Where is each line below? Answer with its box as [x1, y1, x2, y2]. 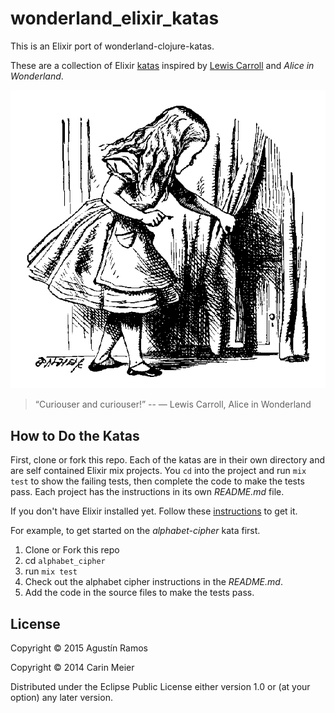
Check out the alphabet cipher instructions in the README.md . [24, 576, 283, 588]
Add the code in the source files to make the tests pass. [24, 587, 255, 599]
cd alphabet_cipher [24, 555, 106, 567]
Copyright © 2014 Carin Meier [10, 661, 135, 673]
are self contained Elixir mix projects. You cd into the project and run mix [10, 465, 307, 477]
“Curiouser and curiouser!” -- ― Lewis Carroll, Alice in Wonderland [34, 398, 312, 411]
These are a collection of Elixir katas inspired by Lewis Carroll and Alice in [10, 59, 315, 71]
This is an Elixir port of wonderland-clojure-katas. [10, 40, 215, 52]
